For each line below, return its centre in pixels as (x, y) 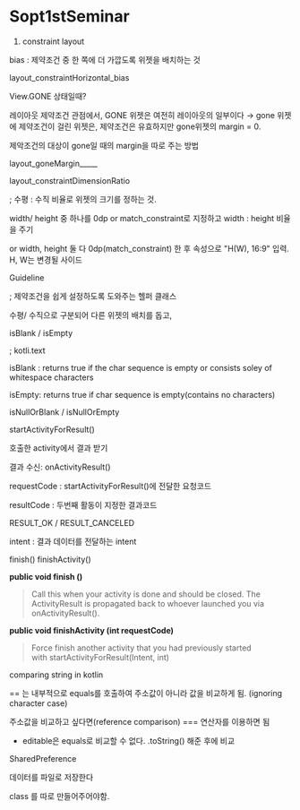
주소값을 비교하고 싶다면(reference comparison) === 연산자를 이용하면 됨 (140, 721)
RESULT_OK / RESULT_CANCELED (72, 522)
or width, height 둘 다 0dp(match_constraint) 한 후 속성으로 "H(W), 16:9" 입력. (149, 248)
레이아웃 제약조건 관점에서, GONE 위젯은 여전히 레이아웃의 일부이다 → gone (142, 115)
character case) (39, 703)
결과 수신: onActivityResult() (60, 467)
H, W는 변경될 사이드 (46, 259)
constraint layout (53, 41)
